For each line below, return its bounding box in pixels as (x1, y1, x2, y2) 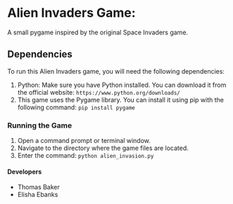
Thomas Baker (17, 183, 60, 191)
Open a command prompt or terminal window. (17, 137, 151, 145)
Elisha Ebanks (17, 191, 58, 199)
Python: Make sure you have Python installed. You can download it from (17, 81, 227, 89)
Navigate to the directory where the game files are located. (17, 144, 189, 152)
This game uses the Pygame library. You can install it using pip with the (17, 95, 224, 104)
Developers (7, 167, 42, 176)
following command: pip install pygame (17, 103, 135, 111)
